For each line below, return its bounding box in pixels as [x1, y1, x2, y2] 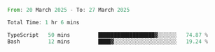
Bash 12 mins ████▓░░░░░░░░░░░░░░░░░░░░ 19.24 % [7, 38, 209, 45]
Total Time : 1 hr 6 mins [7, 19, 80, 26]
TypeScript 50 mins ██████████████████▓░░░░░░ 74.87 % [7, 31, 209, 38]
